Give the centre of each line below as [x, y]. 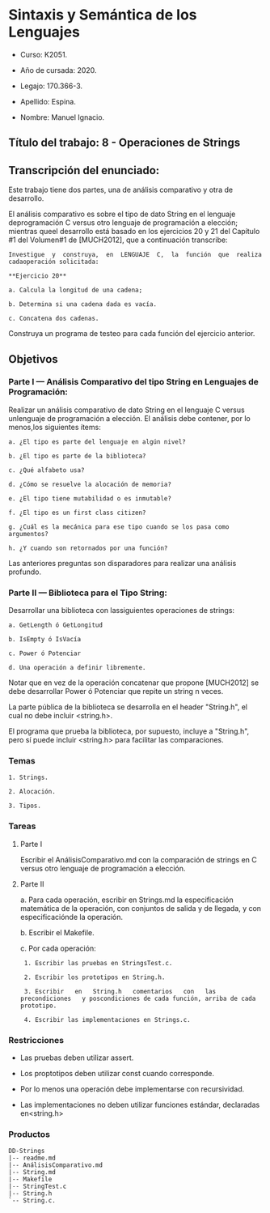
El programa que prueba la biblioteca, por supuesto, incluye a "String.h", [129, 731]
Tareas [22, 826]
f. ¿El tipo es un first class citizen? [78, 513]
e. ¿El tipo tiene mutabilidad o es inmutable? [90, 498]
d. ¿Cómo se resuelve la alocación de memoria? [90, 484]
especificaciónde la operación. [72, 917]
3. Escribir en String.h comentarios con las [120, 991]
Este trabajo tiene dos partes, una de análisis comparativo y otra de [120, 190]
